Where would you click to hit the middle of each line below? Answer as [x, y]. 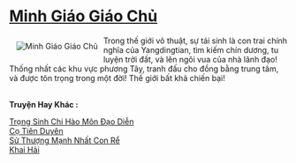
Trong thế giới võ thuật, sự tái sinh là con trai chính [195, 41]
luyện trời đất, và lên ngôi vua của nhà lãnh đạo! [190, 59]
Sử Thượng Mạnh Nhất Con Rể [65, 140]
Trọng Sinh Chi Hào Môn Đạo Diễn [72, 122]
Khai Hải [24, 149]
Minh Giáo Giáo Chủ [83, 16]
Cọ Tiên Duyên [36, 130]
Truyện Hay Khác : [44, 104]
